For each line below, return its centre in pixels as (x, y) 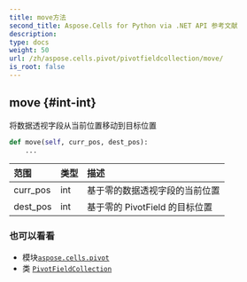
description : (33, 34)
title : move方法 (38, 17)
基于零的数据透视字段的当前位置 (154, 191)
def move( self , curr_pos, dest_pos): (79, 142)
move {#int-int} (53, 103)
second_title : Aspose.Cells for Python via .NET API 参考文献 (123, 26)
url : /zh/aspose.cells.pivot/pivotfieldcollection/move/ (116, 59)
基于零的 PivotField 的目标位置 (150, 208)
